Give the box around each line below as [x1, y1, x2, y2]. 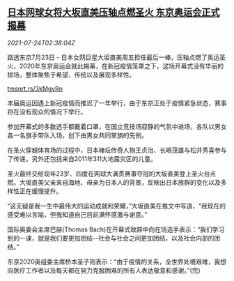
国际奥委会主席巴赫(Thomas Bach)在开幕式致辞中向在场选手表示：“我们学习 [7, 225, 225, 234]
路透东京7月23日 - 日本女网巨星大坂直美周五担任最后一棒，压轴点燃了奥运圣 [7, 53, 226, 61]
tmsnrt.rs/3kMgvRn [7, 84, 63, 93]
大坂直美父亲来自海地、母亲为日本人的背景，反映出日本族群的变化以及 [19, 178, 221, 186]
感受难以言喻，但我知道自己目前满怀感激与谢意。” [7, 210, 148, 218]
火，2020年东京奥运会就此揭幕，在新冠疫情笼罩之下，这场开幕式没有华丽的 [7, 61, 224, 70]
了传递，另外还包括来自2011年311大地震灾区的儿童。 [7, 154, 157, 162]
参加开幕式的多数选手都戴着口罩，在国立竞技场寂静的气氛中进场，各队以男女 [7, 122, 227, 130]
